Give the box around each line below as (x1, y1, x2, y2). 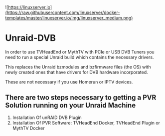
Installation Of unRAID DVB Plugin (12, 114, 82, 120)
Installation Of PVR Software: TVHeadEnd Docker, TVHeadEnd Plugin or (12, 119, 161, 125)
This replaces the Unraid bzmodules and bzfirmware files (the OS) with (5, 63, 151, 69)
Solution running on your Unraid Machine (5, 101, 136, 109)
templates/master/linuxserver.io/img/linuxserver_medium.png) (5, 15, 133, 20)
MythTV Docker (12, 125, 45, 131)
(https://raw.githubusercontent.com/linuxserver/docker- (5, 9, 120, 15)
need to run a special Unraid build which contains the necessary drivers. (5, 54, 154, 60)
